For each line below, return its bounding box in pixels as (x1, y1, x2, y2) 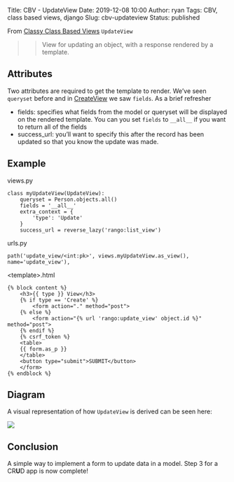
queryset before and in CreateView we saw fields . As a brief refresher (7, 94, 212, 102)
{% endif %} (20, 327, 55, 334)
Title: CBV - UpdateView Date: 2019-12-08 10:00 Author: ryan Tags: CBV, (7, 6, 218, 14)
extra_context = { (20, 208, 74, 215)
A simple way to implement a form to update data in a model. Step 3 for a (7, 460, 219, 468)
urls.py (7, 239, 27, 247)
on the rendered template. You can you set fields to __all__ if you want (17, 115, 226, 123)
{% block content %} (7, 284, 68, 291)
